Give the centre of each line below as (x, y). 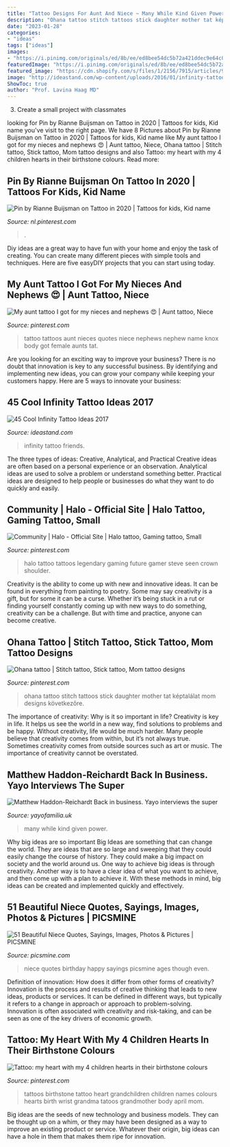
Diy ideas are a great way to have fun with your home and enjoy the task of (113, 248)
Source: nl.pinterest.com (42, 221)
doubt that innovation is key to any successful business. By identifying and (112, 366)
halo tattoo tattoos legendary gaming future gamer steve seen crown (121, 563)
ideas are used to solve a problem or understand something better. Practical (114, 473)
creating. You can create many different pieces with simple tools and (104, 255)
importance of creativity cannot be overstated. (73, 753)
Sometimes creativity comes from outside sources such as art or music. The (115, 746)
